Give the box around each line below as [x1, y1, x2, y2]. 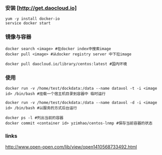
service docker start [5, 21, 51, 26]
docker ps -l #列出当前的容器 [5, 115, 64, 120]
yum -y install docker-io [5, 16, 60, 21]
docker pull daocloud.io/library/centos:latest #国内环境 [5, 61, 128, 66]
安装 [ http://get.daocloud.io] [5, 4, 77, 11]
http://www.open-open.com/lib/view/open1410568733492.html [5, 144, 137, 150]
